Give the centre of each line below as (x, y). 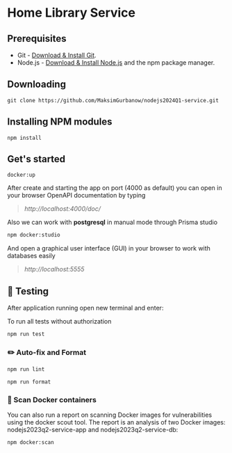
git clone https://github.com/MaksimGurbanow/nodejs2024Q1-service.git (113, 100)
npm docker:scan (31, 443)
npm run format (29, 382)
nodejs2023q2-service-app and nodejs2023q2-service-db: (93, 430)
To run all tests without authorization (59, 321)
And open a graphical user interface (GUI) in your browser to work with (109, 248)
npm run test (26, 334)
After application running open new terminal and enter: (85, 308)
